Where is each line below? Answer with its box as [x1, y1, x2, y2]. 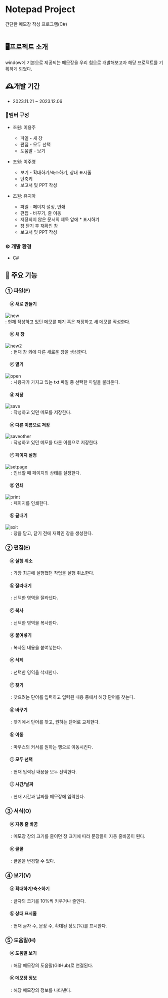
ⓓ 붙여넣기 [10, 632, 32, 638]
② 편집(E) [5, 544, 30, 551]
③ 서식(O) [5, 807, 31, 814]
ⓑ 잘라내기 [10, 582, 32, 588]
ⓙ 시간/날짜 [10, 781, 34, 787]
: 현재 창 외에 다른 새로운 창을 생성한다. [11, 349, 88, 355]
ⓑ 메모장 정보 [10, 975, 37, 981]
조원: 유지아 [12, 193, 36, 199]
